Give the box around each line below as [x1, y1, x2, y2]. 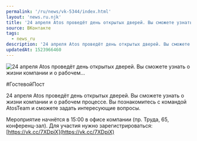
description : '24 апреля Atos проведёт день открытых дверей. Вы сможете [6, 42, 191, 48]
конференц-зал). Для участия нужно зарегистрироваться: [6, 122, 153, 129]
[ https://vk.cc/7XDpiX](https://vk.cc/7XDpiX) [6, 128, 115, 135]
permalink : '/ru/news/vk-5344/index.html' [6, 8, 111, 15]
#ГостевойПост [6, 80, 45, 88]
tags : [6, 31, 19, 36]
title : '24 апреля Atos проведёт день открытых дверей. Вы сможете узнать [6, 19, 193, 25]
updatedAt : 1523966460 [6, 47, 62, 53]
